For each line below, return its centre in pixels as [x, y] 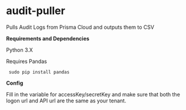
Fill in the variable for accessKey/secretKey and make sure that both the [93, 94]
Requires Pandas [26, 61]
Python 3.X [20, 50]
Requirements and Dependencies [48, 38]
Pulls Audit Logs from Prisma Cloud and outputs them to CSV [80, 27]
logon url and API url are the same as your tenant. [66, 101]
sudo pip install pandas [39, 72]
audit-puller [36, 11]
